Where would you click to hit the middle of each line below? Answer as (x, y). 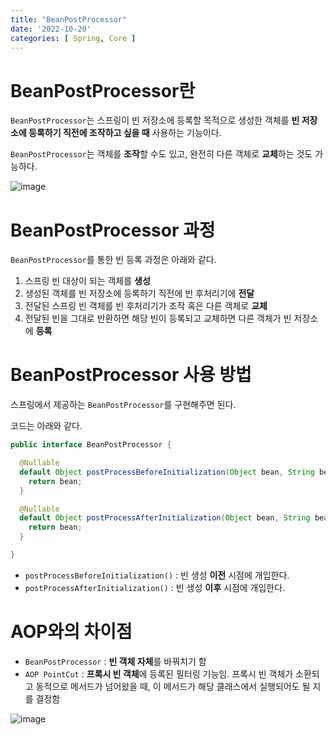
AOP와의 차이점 (71, 632)
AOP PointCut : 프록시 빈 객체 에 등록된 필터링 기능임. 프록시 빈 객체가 (159, 673)
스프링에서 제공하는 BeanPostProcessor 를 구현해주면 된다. (123, 405)
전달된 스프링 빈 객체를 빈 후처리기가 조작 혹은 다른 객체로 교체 (146, 306)
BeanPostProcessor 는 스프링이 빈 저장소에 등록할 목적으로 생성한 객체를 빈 (155, 120)
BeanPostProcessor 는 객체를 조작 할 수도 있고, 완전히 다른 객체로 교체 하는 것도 (161, 154)
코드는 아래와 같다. (46, 426)
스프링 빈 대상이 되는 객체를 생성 (87, 281)
